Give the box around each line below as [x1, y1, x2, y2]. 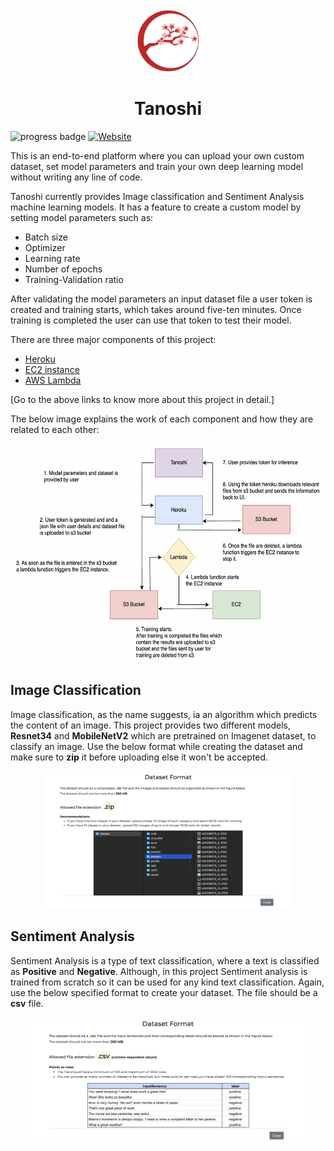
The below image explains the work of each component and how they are [10, 413, 314, 425]
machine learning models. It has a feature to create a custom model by [10, 201, 302, 213]
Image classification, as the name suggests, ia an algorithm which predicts [10, 708, 318, 720]
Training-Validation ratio [24, 273, 124, 285]
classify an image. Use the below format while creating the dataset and [10, 740, 303, 752]
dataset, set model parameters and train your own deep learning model [10, 160, 304, 172]
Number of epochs [24, 263, 103, 275]
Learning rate [24, 252, 81, 264]
